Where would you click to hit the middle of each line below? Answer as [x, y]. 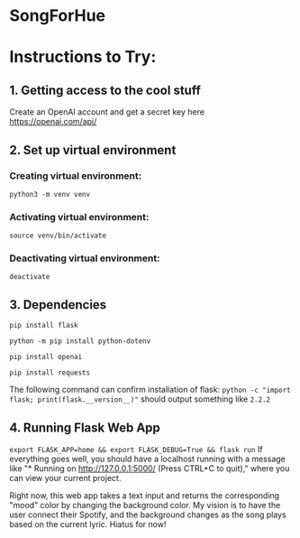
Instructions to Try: [83, 57]
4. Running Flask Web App [85, 427]
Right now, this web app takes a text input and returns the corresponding [145, 496]
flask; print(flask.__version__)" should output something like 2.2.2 [140, 399]
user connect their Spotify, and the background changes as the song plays [148, 515]
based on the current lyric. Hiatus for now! [88, 524]
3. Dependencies [58, 305]
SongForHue [58, 16]
